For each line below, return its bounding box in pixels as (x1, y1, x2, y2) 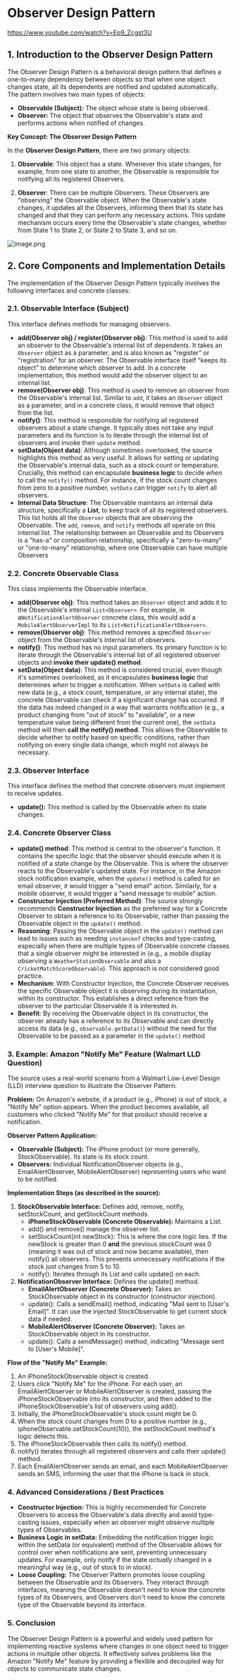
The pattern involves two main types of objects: (7, 90, 146, 98)
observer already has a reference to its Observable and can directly (17, 1016, 214, 1025)
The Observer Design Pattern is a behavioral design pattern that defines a (7, 67, 222, 75)
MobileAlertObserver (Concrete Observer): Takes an (27, 1322, 185, 1331)
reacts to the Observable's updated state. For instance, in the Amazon (17, 866, 221, 875)
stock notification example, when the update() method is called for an (17, 874, 221, 883)
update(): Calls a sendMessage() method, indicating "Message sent (27, 1337, 225, 1346)
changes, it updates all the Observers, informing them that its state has (17, 203, 224, 212)
